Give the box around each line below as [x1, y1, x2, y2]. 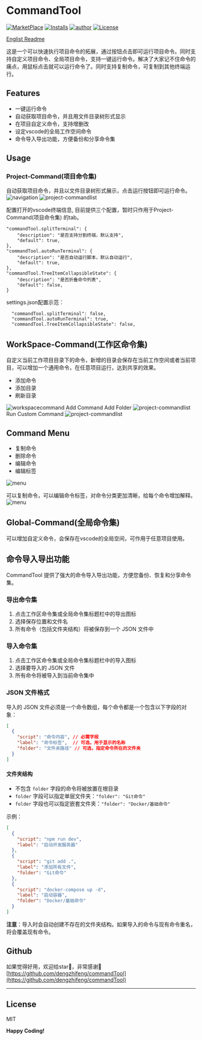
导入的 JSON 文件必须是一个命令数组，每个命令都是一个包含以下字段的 [6, 703, 182, 710]
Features [6, 88, 40, 98]
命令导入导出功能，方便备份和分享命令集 [14, 135, 115, 142]
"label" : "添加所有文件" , [17, 864, 76, 870]
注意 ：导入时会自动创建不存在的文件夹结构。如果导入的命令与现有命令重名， [6, 920, 196, 928]
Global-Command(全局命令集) [6, 517, 120, 528]
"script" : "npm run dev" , [17, 836, 82, 842]
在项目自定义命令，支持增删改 [14, 120, 89, 127]
